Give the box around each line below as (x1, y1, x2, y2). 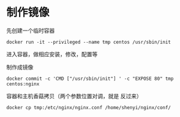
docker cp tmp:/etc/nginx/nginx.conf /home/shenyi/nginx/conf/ (6, 104, 171, 110)
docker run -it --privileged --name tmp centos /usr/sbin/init (6, 39, 171, 45)
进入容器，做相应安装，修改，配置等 (6, 50, 98, 58)
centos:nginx (6, 80, 40, 87)
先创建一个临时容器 (6, 27, 55, 34)
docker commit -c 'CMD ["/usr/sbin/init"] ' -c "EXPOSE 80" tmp (6, 76, 174, 82)
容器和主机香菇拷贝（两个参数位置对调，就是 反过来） (6, 92, 142, 99)
